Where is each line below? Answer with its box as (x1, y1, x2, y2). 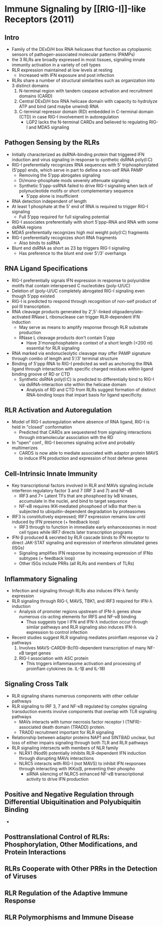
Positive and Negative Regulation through (4, 790, 134, 799)
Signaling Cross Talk (4, 680, 69, 688)
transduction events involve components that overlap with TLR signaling (11, 708, 157, 714)
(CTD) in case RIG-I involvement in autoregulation (19, 114, 119, 119)
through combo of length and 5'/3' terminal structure (11, 355, 118, 361)
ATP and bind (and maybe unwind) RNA (19, 104, 99, 109)
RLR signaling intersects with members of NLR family (11, 745, 118, 751)
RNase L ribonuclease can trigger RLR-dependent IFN (31, 314, 140, 320)
